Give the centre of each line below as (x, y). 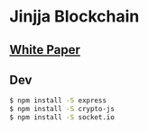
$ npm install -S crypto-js (62, 109)
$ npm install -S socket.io (62, 118)
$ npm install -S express (58, 100)
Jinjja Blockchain (74, 17)
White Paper (45, 50)
